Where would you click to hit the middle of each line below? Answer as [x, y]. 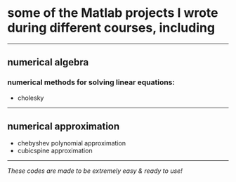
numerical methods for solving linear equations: [91, 82]
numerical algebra [48, 62]
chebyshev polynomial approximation [72, 143]
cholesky [31, 98]
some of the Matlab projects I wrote [113, 13]
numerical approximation [64, 127]
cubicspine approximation [55, 151]
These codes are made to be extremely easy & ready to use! [95, 171]
